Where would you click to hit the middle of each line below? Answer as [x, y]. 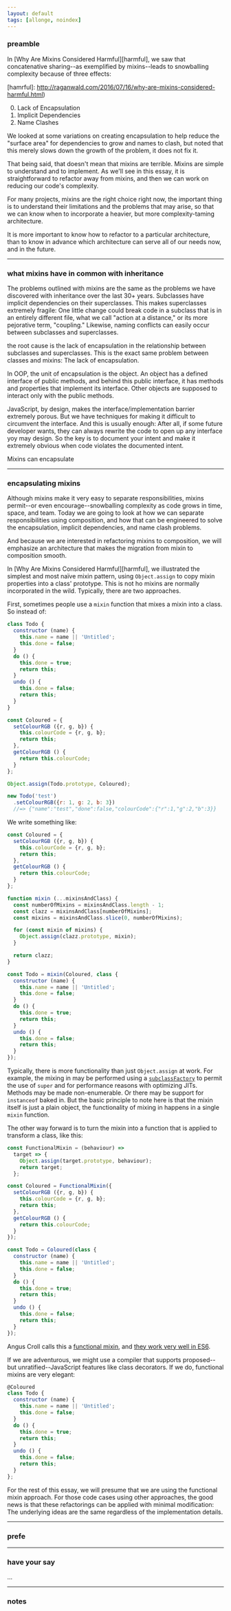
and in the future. [32, 249]
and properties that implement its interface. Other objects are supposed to [112, 388]
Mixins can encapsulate [41, 459]
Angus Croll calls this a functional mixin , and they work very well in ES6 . [109, 1346]
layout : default [30, 13]
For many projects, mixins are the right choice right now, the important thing [114, 199]
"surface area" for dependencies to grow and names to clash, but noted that [115, 143]
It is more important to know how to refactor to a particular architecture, [109, 234]
